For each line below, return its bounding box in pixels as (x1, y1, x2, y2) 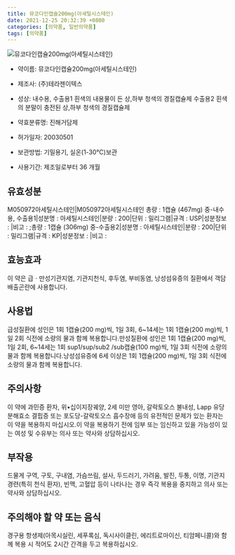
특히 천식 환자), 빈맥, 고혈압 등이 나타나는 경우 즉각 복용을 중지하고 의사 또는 (20, 480, 229, 488)
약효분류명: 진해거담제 (17, 118, 79, 127)
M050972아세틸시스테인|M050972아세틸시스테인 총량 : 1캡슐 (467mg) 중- (7, 205, 213, 214)
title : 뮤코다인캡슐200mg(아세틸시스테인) (7, 10, 114, 18)
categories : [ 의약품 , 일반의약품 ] (7, 23, 97, 30)
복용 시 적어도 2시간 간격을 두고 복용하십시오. (14, 540, 138, 549)
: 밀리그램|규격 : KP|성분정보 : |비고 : (7, 232, 107, 240)
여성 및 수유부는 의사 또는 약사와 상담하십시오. (14, 429, 140, 437)
